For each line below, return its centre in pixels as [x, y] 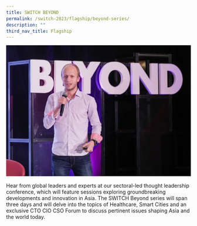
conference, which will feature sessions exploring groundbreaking [86, 192]
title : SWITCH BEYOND [33, 12]
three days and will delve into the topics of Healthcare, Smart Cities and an [96, 204]
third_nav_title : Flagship [39, 31]
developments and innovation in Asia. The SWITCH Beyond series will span [97, 198]
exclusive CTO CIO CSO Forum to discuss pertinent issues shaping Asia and [98, 210]
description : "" [26, 25]
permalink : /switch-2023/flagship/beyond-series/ [68, 19]
